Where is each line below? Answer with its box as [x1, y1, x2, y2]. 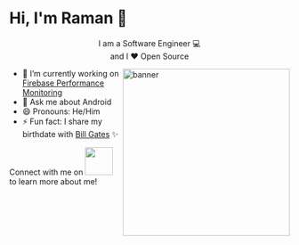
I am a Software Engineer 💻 [98, 37, 201, 48]
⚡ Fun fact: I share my [21, 116, 102, 127]
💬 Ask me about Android [21, 96, 112, 107]
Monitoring [21, 86, 62, 97]
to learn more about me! [9, 176, 98, 186]
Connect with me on [9, 167, 84, 177]
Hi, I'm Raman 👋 [9, 8, 127, 29]
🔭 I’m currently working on [21, 68, 119, 78]
